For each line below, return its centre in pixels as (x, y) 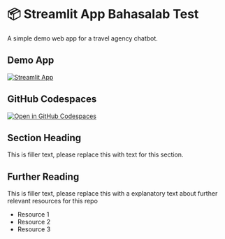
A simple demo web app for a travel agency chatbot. (83, 38)
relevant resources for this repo (52, 201)
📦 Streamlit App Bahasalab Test (103, 14)
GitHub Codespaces (52, 99)
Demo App (31, 60)
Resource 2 (34, 222)
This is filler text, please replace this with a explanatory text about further (112, 194)
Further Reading (43, 176)
